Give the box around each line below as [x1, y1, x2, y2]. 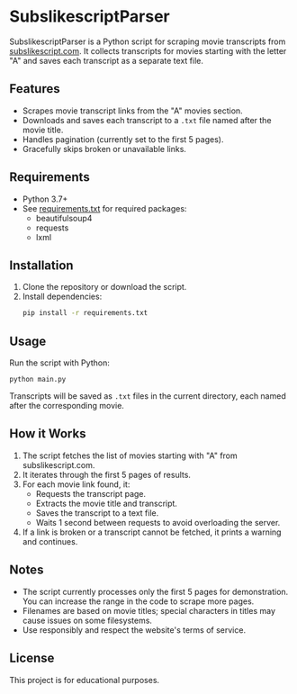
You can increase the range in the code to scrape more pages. [22, 596, 255, 607]
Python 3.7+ [22, 194, 68, 204]
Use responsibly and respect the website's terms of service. [22, 624, 246, 635]
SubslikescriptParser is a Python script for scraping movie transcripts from [9, 36, 286, 47]
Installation [9, 257, 74, 273]
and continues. [22, 536, 78, 546]
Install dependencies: [22, 291, 103, 302]
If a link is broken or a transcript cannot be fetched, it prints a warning [22, 527, 282, 537]
